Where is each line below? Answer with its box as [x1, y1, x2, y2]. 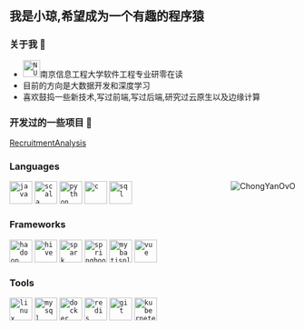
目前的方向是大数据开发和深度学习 [22, 80, 151, 91]
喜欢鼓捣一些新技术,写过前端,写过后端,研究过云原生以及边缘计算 [22, 91, 260, 102]
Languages [9, 160, 61, 173]
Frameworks [9, 218, 66, 231]
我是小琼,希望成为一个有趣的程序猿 [9, 8, 205, 25]
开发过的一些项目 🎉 [9, 116, 93, 129]
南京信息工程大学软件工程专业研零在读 [39, 68, 183, 79]
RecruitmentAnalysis [9, 137, 87, 148]
